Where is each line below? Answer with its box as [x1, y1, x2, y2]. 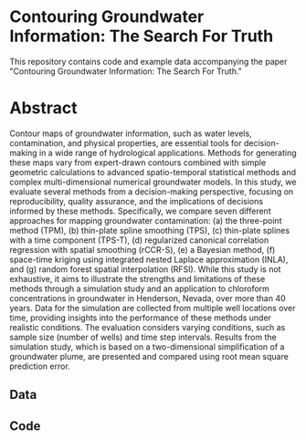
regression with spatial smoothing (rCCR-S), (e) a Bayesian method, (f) [9, 244, 276, 255]
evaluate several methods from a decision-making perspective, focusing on [9, 185, 294, 197]
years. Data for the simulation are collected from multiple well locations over [9, 302, 296, 313]
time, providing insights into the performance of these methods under [9, 312, 272, 323]
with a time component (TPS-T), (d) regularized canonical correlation [9, 235, 269, 246]
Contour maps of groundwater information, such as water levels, [9, 128, 253, 139]
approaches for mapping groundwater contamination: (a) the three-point [9, 215, 282, 225]
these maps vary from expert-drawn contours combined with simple [9, 157, 267, 168]
